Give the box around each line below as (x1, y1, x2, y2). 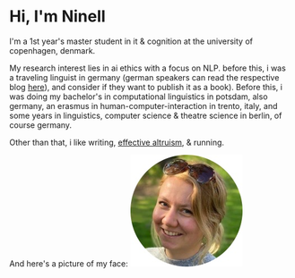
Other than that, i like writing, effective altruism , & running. (9, 137, 225, 147)
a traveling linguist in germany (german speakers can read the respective (9, 72, 280, 82)
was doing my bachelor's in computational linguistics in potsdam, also (9, 91, 268, 102)
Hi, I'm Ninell (9, 6, 106, 27)
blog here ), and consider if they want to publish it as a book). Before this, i (9, 81, 282, 92)
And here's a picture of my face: (9, 257, 128, 269)
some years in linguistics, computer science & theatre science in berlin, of (9, 110, 282, 121)
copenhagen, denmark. (9, 45, 96, 55)
